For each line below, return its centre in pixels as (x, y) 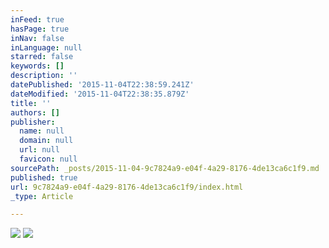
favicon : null (48, 159)
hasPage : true (40, 29)
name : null (42, 131)
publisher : (33, 122)
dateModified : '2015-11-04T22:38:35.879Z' (100, 94)
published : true (44, 177)
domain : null (46, 141)
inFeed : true (37, 19)
